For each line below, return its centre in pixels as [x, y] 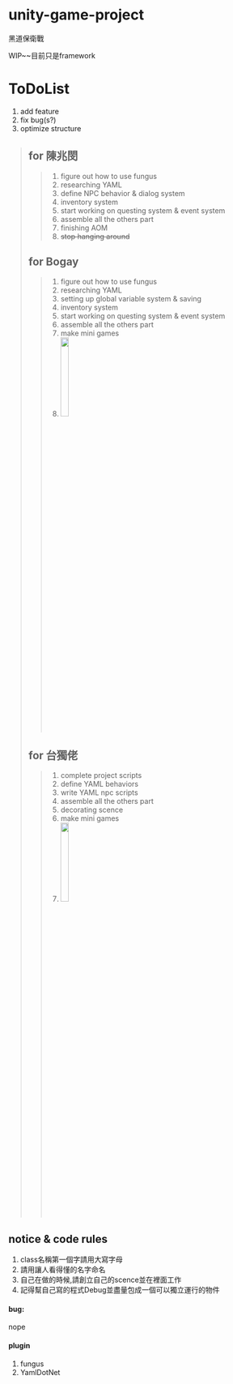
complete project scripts [101, 775]
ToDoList [39, 89]
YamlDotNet [40, 1372]
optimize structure [51, 128]
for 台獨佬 [53, 755]
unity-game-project [76, 15]
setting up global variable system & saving [131, 298]
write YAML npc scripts [100, 792]
